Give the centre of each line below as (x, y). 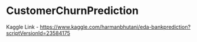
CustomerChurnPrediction (72, 11)
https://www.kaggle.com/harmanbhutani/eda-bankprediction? (115, 27)
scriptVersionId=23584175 (38, 33)
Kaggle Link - (22, 27)
